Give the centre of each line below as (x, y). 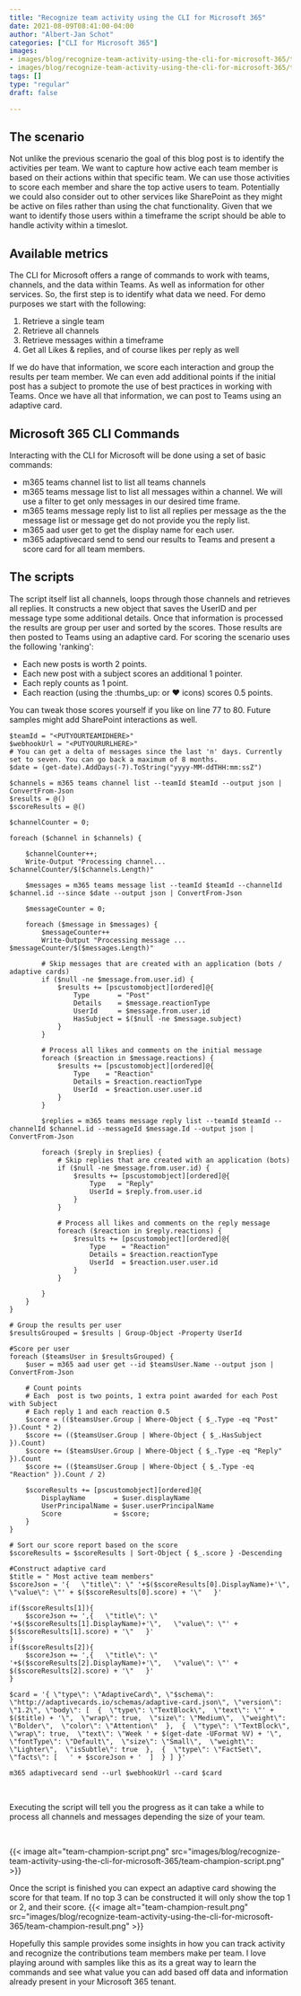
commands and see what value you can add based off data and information (149, 1972)
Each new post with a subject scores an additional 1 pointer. (133, 673)
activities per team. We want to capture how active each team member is (144, 168)
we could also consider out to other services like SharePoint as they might (146, 197)
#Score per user (39, 1349)
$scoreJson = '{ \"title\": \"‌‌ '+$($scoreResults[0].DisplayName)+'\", (150, 1584)
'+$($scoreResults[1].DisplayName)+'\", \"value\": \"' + (124, 1623)
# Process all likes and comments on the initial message (152, 1050)
